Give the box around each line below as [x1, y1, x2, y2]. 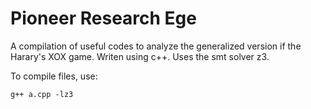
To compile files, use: [10, 70, 98, 82]
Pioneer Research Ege [10, 7, 197, 30]
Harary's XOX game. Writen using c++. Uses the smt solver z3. [10, 50, 270, 62]
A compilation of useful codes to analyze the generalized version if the [10, 40, 302, 52]
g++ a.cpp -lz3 [10, 89, 74, 99]
